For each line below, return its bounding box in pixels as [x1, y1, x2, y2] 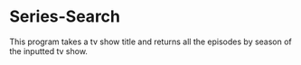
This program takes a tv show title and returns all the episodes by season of [9, 36, 292, 47]
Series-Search [9, 6, 120, 27]
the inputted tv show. [9, 45, 89, 56]
